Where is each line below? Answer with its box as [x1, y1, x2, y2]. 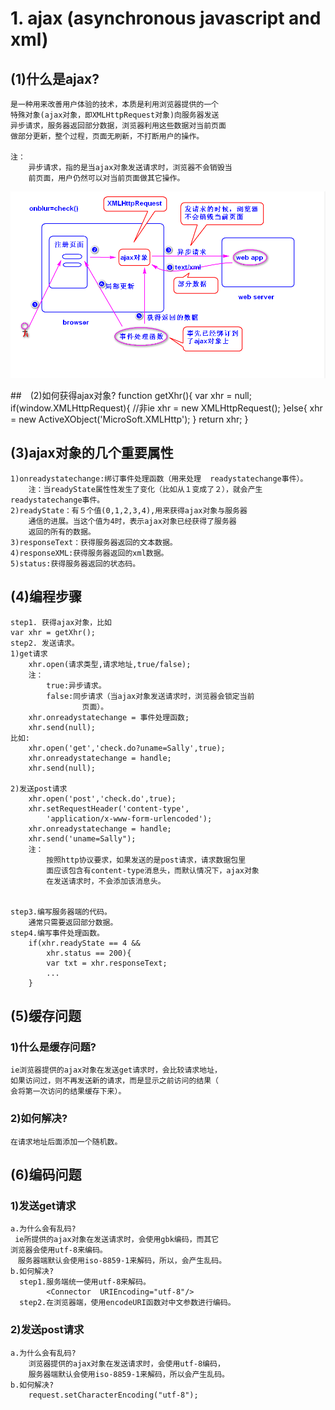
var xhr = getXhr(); [10, 627, 97, 637]
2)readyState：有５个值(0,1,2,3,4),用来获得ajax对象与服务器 [10, 505, 248, 516]
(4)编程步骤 [10, 588, 83, 606]
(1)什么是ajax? [10, 70, 100, 87]
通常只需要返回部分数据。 [28, 917, 118, 927]
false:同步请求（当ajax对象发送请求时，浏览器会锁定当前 [46, 691, 255, 701]
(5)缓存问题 [10, 1008, 82, 1024]
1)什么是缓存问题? [10, 1040, 97, 1054]
